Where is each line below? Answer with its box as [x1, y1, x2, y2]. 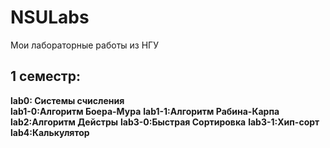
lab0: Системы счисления [10, 94, 125, 106]
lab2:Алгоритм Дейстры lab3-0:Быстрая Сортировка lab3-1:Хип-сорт [10, 116, 320, 128]
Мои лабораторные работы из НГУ [10, 39, 159, 51]
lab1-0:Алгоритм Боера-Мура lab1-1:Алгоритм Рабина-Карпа [10, 105, 280, 117]
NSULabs [10, 6, 90, 29]
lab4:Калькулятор [10, 126, 90, 138]
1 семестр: [10, 68, 81, 85]
